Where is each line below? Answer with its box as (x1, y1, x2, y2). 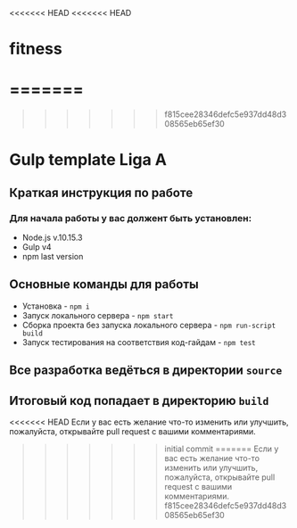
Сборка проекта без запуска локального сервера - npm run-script (21, 319, 276, 330)
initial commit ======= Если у (164, 443, 279, 454)
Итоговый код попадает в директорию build (9, 392, 269, 408)
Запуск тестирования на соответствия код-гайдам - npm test (21, 336, 256, 347)
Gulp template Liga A (9, 150, 168, 170)
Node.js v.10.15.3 (21, 232, 83, 243)
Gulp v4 (21, 242, 52, 252)
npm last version (21, 252, 84, 261)
